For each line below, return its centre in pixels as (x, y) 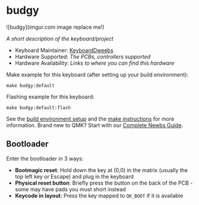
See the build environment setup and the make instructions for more (91, 119)
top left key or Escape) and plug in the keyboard (74, 176)
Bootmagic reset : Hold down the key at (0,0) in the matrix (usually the (101, 170)
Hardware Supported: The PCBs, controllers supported (83, 56)
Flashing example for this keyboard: (50, 97)
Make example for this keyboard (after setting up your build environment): (97, 74)
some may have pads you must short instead (70, 189)
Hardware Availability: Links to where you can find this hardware (95, 63)
